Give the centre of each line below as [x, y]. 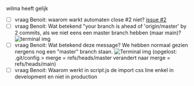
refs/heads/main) [35, 64]
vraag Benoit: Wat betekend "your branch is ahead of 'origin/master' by [101, 26]
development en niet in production [56, 77]
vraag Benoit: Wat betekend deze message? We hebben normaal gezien [101, 45]
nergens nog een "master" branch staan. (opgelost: [96, 52]
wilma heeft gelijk [27, 8]
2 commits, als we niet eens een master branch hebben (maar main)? [98, 33]
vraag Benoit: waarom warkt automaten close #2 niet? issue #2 [90, 19]
